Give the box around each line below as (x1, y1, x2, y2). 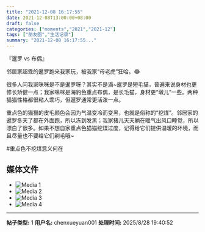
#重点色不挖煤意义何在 (6, 145, 63, 152)
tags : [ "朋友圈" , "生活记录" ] (6, 32, 74, 38)
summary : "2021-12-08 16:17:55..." (6, 37, 97, 43)
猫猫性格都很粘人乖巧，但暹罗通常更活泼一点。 (6, 96, 124, 103)
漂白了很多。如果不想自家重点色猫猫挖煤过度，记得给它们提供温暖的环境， (6, 125, 193, 131)
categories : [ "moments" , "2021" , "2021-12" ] (6, 26, 116, 32)
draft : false (6, 20, 40, 26)
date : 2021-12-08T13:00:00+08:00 (6, 15, 92, 21)
